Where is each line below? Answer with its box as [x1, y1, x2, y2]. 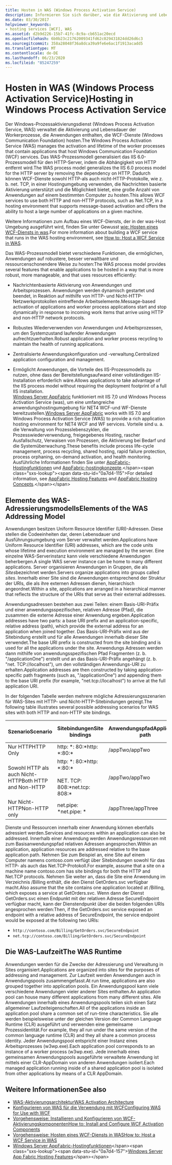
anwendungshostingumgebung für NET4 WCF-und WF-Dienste [12, 404, 147, 411]
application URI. [5, 683, 39, 689]
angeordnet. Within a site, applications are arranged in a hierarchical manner [5, 586, 165, 591]
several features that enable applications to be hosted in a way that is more [5, 267, 164, 273]
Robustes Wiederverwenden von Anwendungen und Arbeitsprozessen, [12, 325, 163, 331]
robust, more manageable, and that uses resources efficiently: [5, 272, 137, 278]
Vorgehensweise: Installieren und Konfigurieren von [12, 1115, 122, 1121]
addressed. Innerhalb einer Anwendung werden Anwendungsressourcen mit [5, 836, 166, 841]
